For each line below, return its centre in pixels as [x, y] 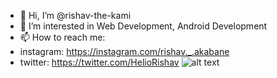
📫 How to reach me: [62, 37]
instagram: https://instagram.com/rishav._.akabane [124, 51]
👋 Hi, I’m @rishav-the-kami [75, 15]
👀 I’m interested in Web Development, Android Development [143, 26]
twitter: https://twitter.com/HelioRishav [99, 62]
